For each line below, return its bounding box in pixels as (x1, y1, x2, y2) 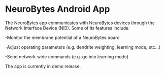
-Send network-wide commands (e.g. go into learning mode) (5, 53, 129, 60)
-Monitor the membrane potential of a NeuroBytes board (5, 35, 120, 40)
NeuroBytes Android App (5, 3, 110, 15)
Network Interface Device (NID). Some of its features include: (5, 25, 130, 31)
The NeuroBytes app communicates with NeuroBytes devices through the (5, 20, 155, 26)
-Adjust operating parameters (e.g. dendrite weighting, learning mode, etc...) (5, 44, 161, 50)
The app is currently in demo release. (5, 63, 81, 69)
